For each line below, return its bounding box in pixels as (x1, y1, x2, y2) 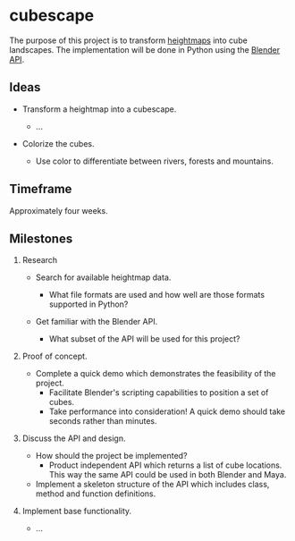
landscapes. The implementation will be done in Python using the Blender (9, 44, 281, 55)
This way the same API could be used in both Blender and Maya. (48, 469, 287, 480)
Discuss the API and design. (21, 433, 126, 444)
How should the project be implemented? (35, 451, 188, 461)
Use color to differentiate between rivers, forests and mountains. (35, 156, 274, 166)
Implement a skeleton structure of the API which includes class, (35, 479, 270, 490)
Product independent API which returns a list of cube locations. (48, 460, 282, 470)
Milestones (9, 231, 73, 246)
